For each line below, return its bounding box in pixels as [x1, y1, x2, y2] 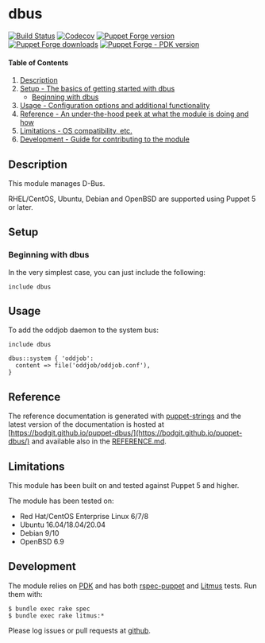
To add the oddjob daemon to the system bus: [8, 325, 159, 335]
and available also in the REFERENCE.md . [31, 436, 167, 446]
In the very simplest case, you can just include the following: [8, 267, 206, 277]
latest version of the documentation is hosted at [8, 420, 165, 429]
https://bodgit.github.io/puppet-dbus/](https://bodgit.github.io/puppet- [10, 428, 243, 438]
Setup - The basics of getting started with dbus [19, 84, 175, 94]
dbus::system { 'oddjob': [8, 354, 94, 362]
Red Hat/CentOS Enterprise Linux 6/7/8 [19, 512, 149, 521]
